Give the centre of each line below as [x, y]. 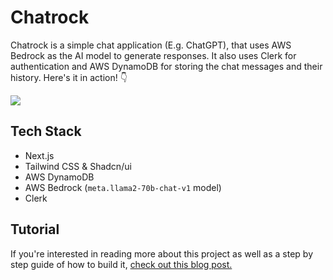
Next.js [39, 155]
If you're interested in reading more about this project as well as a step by [162, 253]
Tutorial [35, 229]
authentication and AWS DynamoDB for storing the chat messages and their [166, 66]
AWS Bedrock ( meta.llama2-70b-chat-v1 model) [123, 187]
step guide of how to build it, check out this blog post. [121, 264]
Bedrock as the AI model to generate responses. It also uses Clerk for [153, 55]
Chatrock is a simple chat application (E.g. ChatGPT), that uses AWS [151, 45]
